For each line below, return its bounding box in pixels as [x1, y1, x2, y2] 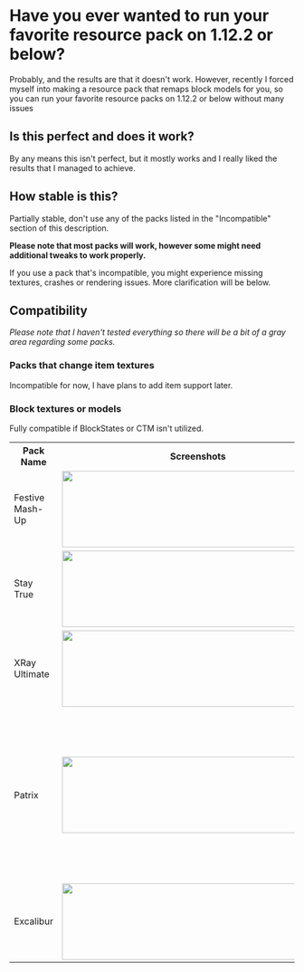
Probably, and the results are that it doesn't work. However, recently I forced [9, 73, 294, 84]
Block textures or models [9, 402, 122, 415]
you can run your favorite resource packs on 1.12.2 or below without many [9, 92, 285, 104]
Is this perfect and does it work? [9, 129, 195, 145]
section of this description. [9, 223, 109, 233]
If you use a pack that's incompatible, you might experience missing [9, 267, 264, 278]
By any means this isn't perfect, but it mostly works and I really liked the [9, 153, 278, 164]
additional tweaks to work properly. [9, 250, 147, 261]
